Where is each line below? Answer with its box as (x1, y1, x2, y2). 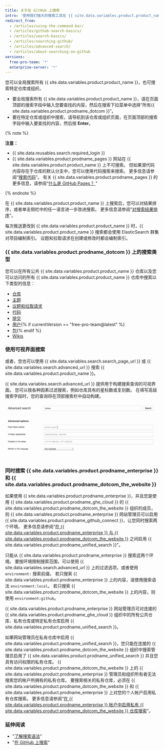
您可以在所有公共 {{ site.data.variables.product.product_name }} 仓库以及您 (5, 268, 157, 274)
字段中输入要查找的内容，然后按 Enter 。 (12, 121, 93, 126)
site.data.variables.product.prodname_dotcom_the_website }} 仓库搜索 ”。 (5, 708, 153, 714)
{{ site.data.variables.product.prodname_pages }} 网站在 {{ (12, 156, 131, 162)
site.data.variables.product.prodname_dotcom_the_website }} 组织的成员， (5, 505, 156, 511)
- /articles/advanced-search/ (9, 44, 71, 49)
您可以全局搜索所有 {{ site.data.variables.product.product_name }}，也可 (5, 79, 151, 85)
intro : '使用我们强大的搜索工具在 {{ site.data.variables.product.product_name (5, 13, 163, 18)
